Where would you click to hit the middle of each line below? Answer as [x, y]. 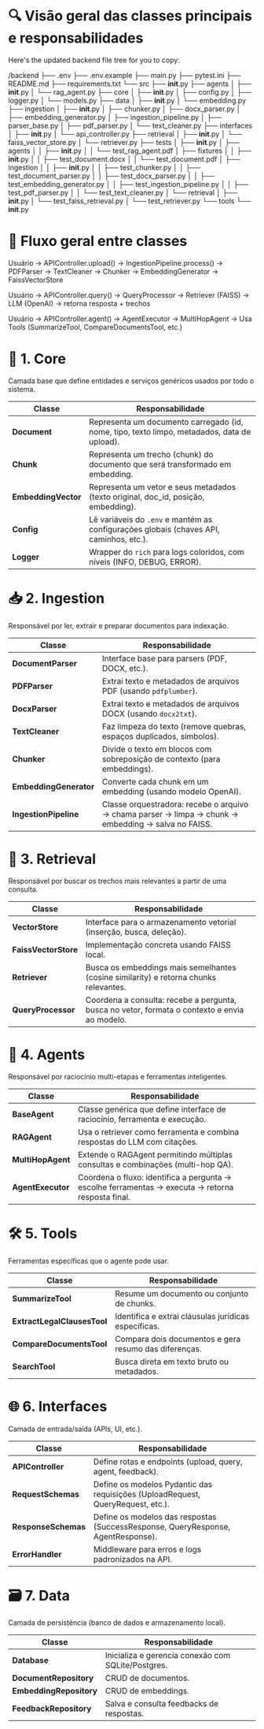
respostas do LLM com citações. [138, 1142]
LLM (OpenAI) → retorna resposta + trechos [79, 303]
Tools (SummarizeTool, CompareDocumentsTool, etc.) [95, 327]
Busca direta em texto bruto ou [172, 1362]
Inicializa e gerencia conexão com [168, 1656]
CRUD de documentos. [147, 1679]
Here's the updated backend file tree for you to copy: [94, 60]
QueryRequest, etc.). [132, 1504]
